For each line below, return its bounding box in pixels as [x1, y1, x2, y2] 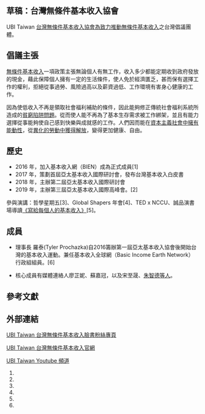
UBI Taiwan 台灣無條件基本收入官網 [6, 344, 96, 352]
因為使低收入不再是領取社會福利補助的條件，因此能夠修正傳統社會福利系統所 [6, 103, 199, 111]
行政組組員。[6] [15, 259, 55, 266]
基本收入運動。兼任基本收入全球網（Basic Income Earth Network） [26, 251, 194, 259]
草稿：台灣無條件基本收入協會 [6, 5, 119, 16]
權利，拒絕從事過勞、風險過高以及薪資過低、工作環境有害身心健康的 [16, 83, 188, 90]
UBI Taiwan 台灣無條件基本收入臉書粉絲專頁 [6, 331, 117, 338]
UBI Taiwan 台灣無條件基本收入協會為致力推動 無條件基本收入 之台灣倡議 [6, 23, 186, 30]
